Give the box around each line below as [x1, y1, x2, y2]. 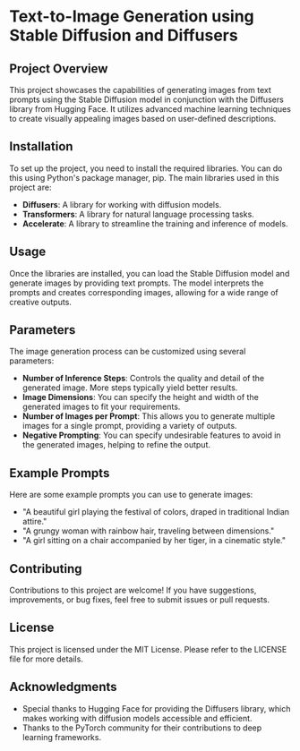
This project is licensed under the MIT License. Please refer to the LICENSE [9, 644, 287, 654]
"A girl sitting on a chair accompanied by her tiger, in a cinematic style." [21, 535, 287, 546]
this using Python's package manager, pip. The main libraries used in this [9, 172, 279, 183]
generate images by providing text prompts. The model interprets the [9, 277, 264, 288]
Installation [9, 139, 73, 154]
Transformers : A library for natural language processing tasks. [21, 209, 255, 219]
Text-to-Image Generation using [9, 6, 255, 27]
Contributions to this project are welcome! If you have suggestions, [9, 585, 257, 596]
